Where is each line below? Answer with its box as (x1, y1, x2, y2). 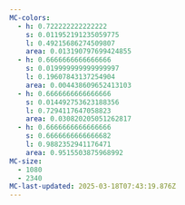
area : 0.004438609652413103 (25, 81, 131, 90)
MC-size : (9, 156, 43, 166)
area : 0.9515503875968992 (25, 148, 124, 157)
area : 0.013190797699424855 (25, 47, 131, 56)
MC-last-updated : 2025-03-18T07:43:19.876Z (9, 182, 177, 191)
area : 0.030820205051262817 (25, 114, 131, 123)
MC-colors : (9, 13, 51, 23)
